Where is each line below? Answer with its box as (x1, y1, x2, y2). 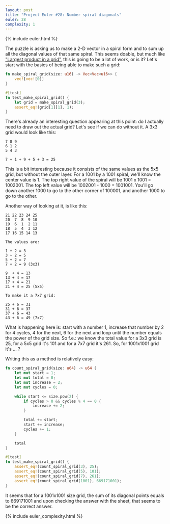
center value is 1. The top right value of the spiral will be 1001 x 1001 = (5, 177, 151, 183)
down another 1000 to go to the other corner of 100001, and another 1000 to (5, 188, 165, 194)
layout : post (5, 7, 33, 13)
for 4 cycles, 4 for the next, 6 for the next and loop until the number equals (5, 330, 162, 336)
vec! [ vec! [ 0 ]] (14, 76, 44, 82)
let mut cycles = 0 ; (14, 384, 58, 390)
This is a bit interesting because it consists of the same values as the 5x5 (5, 166, 159, 172)
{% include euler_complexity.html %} (5, 513, 83, 519)
